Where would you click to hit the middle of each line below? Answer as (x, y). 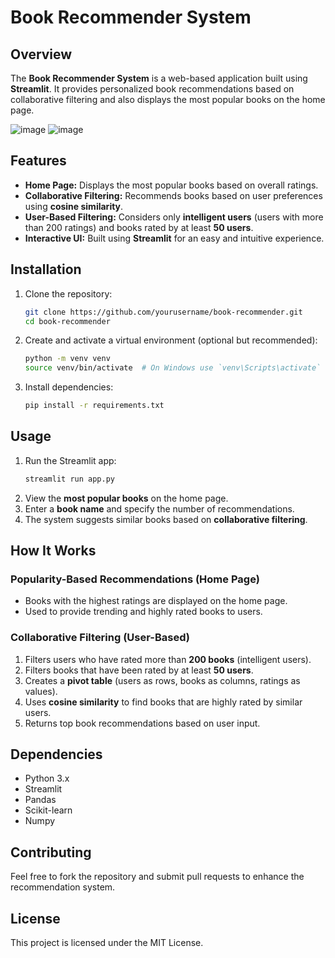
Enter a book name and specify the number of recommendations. (159, 508)
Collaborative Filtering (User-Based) (100, 638)
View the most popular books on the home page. (126, 498)
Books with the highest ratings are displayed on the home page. (156, 601)
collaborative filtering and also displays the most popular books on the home (168, 99)
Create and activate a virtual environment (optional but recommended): (171, 340)
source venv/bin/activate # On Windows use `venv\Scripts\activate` (173, 368)
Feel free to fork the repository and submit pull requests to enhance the (157, 877)
